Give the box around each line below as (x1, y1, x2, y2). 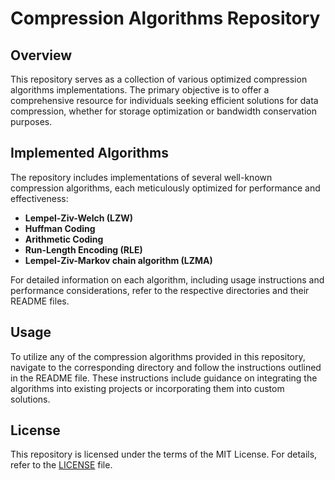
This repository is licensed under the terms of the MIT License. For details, (10, 448, 318, 461)
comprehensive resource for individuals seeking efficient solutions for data (10, 95, 319, 106)
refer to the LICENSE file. (10, 459, 113, 471)
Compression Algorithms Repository (10, 7, 321, 30)
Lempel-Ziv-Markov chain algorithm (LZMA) (24, 254, 213, 266)
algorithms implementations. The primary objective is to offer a (10, 84, 270, 96)
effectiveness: (10, 192, 69, 204)
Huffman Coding (24, 222, 96, 234)
